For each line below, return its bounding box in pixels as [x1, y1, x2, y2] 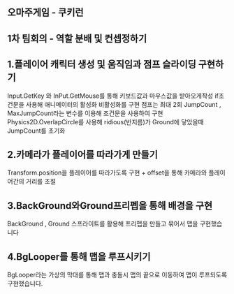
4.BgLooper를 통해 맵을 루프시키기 [7, 251, 151, 263]
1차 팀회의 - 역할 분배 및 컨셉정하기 [7, 32, 147, 44]
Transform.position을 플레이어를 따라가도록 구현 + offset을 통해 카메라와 [7, 168, 207, 177]
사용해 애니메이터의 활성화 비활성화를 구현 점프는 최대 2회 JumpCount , [25, 100, 221, 108]
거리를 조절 [25, 177, 56, 186]
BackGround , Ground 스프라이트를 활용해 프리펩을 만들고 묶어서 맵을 [7, 219, 198, 228]
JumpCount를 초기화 [7, 126, 66, 135]
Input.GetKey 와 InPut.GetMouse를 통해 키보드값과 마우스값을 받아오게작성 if [7, 91, 219, 100]
